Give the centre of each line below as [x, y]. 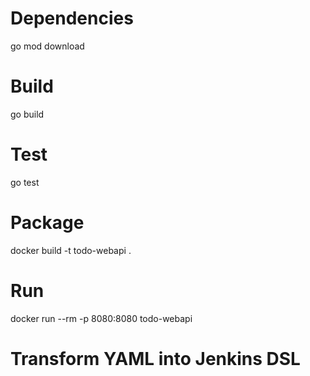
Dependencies [72, 18]
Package [47, 223]
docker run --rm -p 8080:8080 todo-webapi [101, 318]
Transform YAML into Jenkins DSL [155, 358]
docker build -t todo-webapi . [71, 250]
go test [25, 182]
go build [27, 114]
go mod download [47, 46]
